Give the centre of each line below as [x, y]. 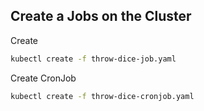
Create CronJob [43, 78]
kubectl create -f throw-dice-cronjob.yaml [102, 96]
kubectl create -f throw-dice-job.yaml [93, 59]
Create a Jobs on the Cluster [101, 16]
